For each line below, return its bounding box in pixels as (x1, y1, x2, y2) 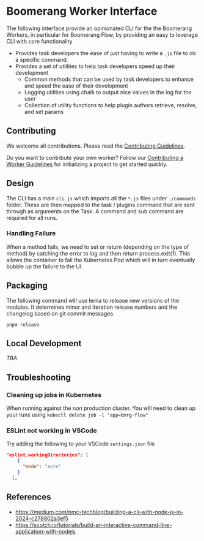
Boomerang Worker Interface (6, 4, 158, 18)
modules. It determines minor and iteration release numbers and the (6, 303, 178, 311)
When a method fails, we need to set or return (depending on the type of (6, 243, 189, 251)
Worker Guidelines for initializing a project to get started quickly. (6, 161, 168, 168)
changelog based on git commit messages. (6, 309, 115, 317)
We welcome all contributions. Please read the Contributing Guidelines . (6, 142, 186, 149)
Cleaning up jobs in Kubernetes (6, 390, 102, 399)
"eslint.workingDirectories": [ (6, 452, 89, 458)
